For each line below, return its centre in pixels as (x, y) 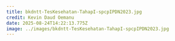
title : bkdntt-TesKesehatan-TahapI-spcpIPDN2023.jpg (74, 12)
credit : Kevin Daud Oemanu (40, 17)
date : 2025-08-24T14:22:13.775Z (47, 23)
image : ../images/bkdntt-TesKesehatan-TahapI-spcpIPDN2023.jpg (88, 29)
